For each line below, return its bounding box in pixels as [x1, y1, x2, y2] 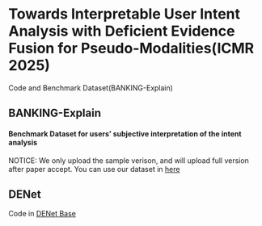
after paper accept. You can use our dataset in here [8, 164, 180, 174]
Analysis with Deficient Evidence [8, 22, 235, 40]
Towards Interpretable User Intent [8, 5, 241, 23]
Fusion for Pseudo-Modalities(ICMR [8, 40, 255, 57]
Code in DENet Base [8, 209, 77, 219]
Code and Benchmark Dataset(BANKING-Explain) [8, 82, 174, 93]
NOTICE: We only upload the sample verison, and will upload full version [8, 155, 249, 165]
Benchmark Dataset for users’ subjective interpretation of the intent [8, 128, 242, 138]
